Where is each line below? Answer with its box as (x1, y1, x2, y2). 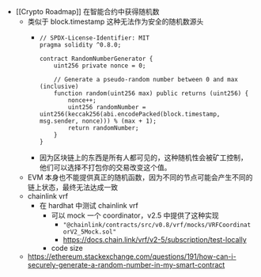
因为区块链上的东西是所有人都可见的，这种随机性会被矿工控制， (39, 153, 248, 162)
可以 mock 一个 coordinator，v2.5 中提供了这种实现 (51, 211, 219, 220)
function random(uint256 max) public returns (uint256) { (54, 89, 249, 97)
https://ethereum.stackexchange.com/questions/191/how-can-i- (27, 252, 236, 261)
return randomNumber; (67, 124, 139, 132)
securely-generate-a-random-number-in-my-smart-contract (27, 260, 225, 269)
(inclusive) (39, 82, 79, 90)
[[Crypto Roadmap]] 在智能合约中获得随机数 (15, 7, 160, 16)
